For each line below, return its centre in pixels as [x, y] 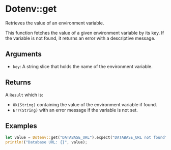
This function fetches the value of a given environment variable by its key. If [85, 33]
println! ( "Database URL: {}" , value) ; [46, 142]
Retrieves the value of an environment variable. [55, 23]
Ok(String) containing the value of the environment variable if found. [85, 104]
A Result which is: [24, 95]
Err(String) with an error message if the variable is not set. [75, 110]
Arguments [24, 54]
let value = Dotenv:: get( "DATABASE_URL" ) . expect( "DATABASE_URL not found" [86, 138]
